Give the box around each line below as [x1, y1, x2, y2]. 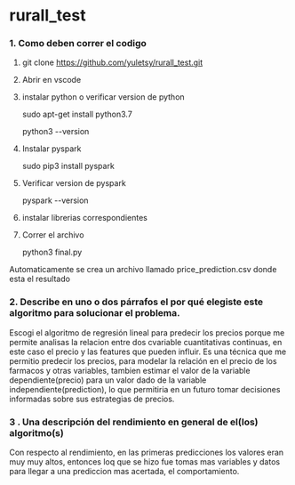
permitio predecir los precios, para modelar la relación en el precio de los [9, 355, 277, 366]
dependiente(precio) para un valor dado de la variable [9, 375, 207, 385]
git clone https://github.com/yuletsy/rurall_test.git [21, 57, 203, 68]
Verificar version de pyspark [21, 178, 126, 189]
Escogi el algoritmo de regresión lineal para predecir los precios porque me [9, 327, 285, 338]
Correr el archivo [21, 230, 84, 240]
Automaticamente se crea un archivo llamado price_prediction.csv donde [9, 264, 277, 275]
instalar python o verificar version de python [21, 92, 185, 102]
